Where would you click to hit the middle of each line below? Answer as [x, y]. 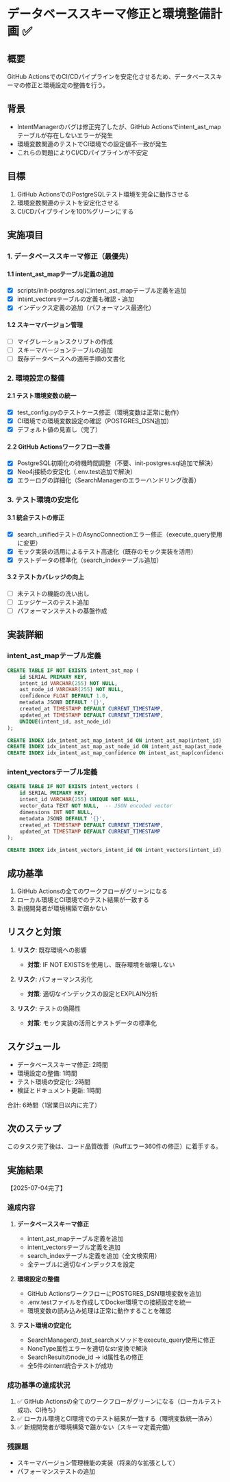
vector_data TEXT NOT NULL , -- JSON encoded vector [96, 806]
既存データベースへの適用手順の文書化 [71, 359]
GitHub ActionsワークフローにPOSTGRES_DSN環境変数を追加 [114, 1293]
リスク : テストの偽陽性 [49, 1008]
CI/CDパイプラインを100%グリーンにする [75, 211]
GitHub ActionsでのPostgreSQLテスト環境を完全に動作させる [103, 194]
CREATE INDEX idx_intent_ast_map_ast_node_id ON [78, 747]
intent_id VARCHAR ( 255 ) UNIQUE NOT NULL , [79, 800]
